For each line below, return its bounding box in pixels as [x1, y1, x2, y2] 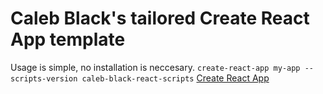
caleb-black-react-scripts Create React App [81, 72, 270, 84]
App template [10, 28, 126, 51]
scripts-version [10, 73, 78, 84]
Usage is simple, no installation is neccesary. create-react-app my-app [10, 61, 301, 73]
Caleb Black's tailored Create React [10, 7, 310, 30]
